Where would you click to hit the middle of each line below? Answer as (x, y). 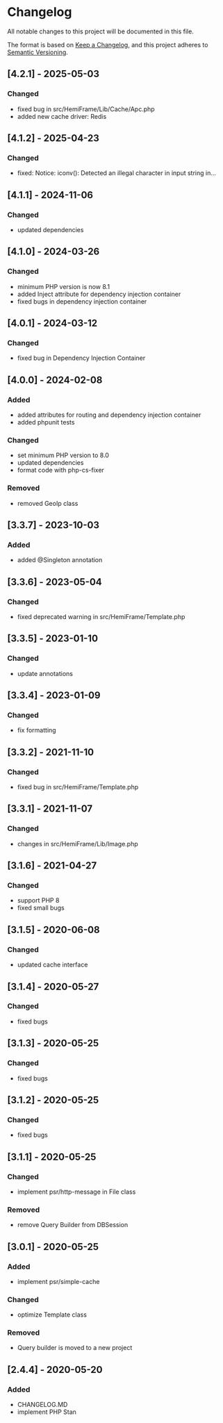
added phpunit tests (46, 422)
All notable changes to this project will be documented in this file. (101, 31)
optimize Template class (52, 1315)
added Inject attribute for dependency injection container (99, 294)
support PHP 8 (38, 900)
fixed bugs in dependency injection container (82, 301)
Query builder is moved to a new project (75, 1348)
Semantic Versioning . (38, 52)
